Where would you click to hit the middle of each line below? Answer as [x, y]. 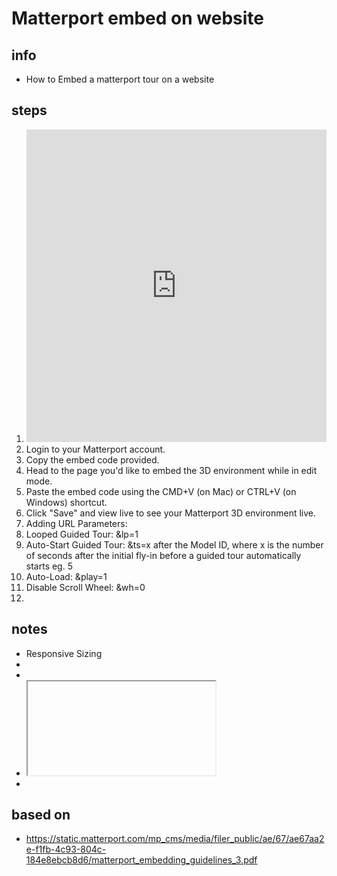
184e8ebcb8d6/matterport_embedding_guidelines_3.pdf [141, 860]
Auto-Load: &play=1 [66, 576]
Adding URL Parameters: [76, 523]
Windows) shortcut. [66, 502]
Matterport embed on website [137, 18]
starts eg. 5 [49, 566]
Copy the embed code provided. [92, 459]
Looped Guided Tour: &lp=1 [82, 534]
